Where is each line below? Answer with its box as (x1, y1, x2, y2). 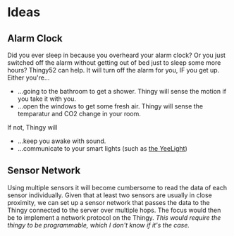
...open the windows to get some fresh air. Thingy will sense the (17, 102, 203, 110)
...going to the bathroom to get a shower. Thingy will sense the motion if (17, 87, 227, 95)
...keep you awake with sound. (17, 137, 106, 145)
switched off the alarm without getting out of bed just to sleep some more (7, 58, 221, 67)
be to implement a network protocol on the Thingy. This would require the (7, 213, 221, 222)
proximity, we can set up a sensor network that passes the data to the (7, 198, 210, 206)
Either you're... (7, 73, 50, 82)
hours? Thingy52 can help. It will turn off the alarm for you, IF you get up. (7, 66, 220, 74)
